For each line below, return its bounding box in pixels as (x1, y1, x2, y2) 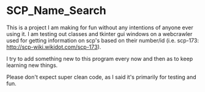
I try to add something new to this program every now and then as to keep (6, 55, 193, 62)
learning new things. (6, 62, 58, 69)
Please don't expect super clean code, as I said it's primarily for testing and (6, 73, 197, 80)
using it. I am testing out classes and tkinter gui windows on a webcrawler (6, 30, 193, 37)
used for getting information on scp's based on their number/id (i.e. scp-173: (6, 37, 199, 44)
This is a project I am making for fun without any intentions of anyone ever (6, 24, 194, 31)
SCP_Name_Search (6, 4, 106, 18)
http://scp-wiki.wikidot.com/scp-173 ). (6, 43, 102, 51)
